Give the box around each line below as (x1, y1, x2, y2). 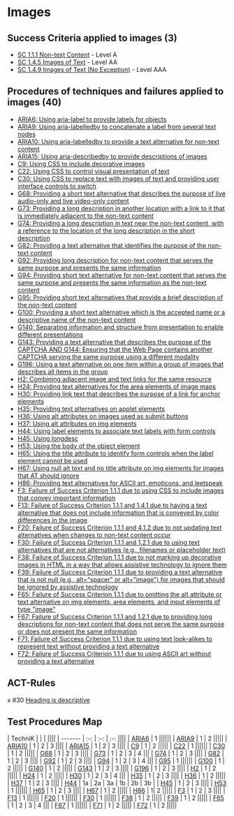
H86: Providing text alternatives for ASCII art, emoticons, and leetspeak (17, 479, 224, 487)
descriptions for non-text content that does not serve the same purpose (17, 620, 225, 628)
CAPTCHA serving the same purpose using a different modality (17, 352, 200, 360)
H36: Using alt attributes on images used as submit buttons (17, 411, 189, 420)
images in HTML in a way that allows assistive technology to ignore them (17, 560, 227, 569)
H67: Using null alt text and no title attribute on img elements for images (17, 464, 224, 472)
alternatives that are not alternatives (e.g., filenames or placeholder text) (17, 546, 226, 554)
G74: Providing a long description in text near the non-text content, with (17, 219, 224, 227)
